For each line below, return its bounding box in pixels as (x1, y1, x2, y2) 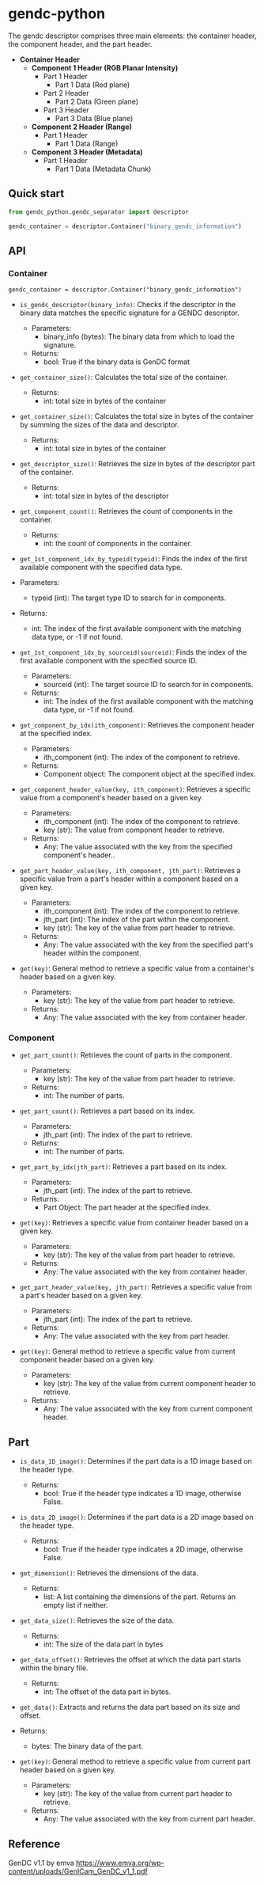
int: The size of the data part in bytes (43, 1639, 164, 1649)
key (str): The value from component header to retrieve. (43, 825, 225, 835)
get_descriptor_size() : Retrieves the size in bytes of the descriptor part (19, 459, 255, 469)
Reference (8, 1837, 61, 1851)
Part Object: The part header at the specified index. (43, 1202, 211, 1212)
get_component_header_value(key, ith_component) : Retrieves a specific (19, 784, 251, 794)
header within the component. (43, 948, 141, 958)
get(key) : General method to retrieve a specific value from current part (19, 1757, 251, 1766)
